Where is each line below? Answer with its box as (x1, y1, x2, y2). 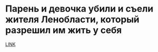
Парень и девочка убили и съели (5, 3, 153, 15)
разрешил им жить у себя (5, 25, 122, 36)
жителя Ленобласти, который (5, 14, 140, 25)
